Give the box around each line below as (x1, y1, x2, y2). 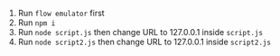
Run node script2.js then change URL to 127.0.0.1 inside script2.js (17, 36, 271, 47)
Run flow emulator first (17, 8, 106, 18)
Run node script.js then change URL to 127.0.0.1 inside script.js (17, 27, 264, 37)
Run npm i (17, 17, 56, 28)
